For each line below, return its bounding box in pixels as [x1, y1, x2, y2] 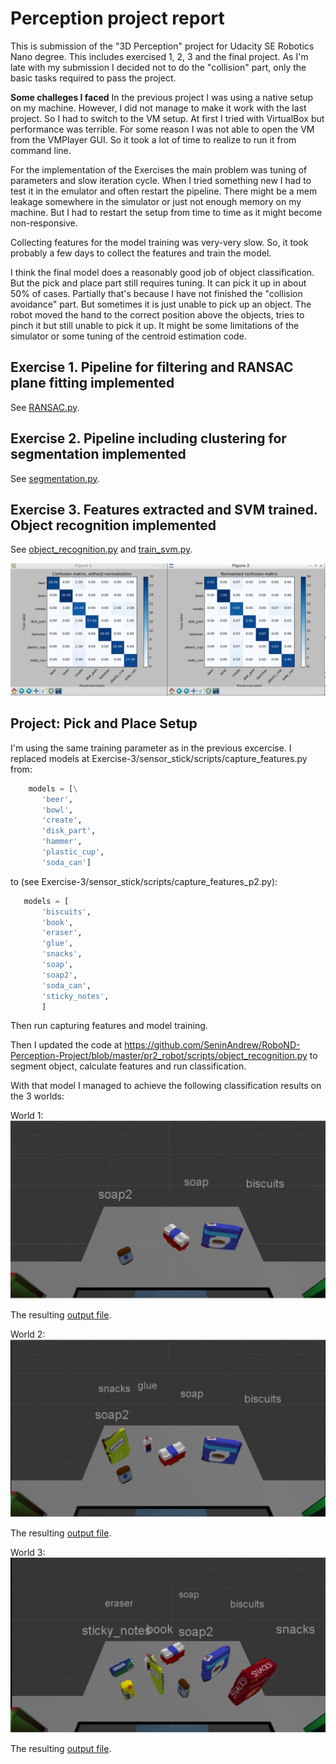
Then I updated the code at [10, 1039, 123, 1051]
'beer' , [41, 794, 74, 804]
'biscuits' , [41, 907, 92, 917]
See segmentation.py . [10, 472, 100, 484]
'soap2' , [41, 970, 78, 980]
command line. [10, 144, 72, 156]
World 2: [10, 1328, 46, 1341]
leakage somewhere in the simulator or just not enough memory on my [10, 195, 302, 207]
